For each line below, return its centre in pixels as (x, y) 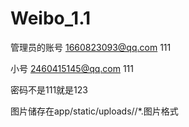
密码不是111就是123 (49, 89)
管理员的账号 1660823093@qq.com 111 (91, 47)
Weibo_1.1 (51, 18)
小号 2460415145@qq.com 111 (72, 68)
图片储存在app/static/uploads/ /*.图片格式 (94, 111)
